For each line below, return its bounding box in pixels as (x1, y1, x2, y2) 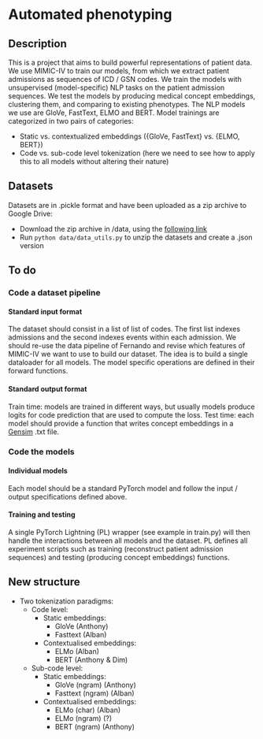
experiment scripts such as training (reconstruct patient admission (8, 544, 224, 553)
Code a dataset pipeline (8, 288, 101, 299)
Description (8, 37, 67, 50)
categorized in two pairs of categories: (8, 117, 134, 125)
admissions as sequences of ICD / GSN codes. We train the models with (8, 75, 242, 84)
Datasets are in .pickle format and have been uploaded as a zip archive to (8, 200, 246, 210)
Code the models (8, 447, 75, 458)
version (19, 240, 45, 250)
